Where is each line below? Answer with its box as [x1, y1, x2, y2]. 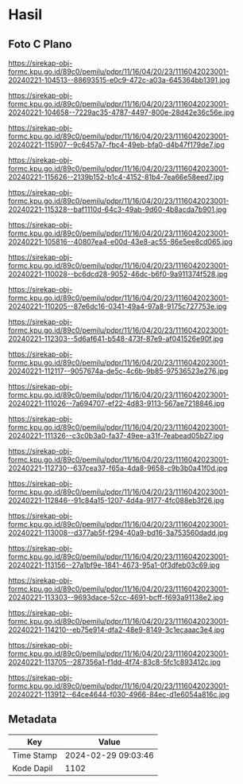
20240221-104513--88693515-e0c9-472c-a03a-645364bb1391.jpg [8, 76, 230, 84]
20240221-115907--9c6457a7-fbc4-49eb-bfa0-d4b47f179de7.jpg [8, 140, 225, 149]
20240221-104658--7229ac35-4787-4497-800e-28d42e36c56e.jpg [8, 107, 235, 117]
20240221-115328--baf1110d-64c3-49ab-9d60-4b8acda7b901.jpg [8, 205, 227, 214]
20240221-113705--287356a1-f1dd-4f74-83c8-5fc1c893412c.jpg [8, 657, 221, 666]
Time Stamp [12, 750, 58, 761]
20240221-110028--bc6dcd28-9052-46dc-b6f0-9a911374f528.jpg [8, 269, 228, 279]
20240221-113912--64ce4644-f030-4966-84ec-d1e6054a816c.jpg [8, 690, 230, 699]
